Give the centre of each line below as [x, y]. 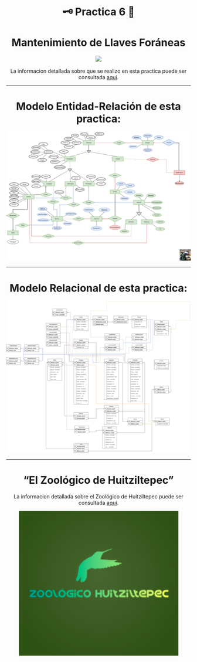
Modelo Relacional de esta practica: [98, 288]
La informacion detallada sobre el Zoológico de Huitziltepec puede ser [98, 496]
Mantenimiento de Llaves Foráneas [98, 43]
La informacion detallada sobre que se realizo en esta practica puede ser [98, 71]
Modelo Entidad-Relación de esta [98, 106]
